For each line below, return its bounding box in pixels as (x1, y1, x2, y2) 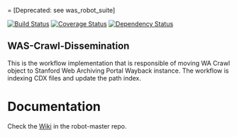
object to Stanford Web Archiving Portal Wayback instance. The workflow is (7, 66, 229, 75)
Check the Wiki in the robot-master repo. (7, 121, 127, 130)
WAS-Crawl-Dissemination (7, 40, 130, 52)
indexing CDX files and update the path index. (7, 73, 142, 82)
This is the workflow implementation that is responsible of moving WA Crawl (7, 59, 231, 67)
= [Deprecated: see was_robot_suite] (7, 6, 116, 14)
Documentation (7, 99, 101, 114)
